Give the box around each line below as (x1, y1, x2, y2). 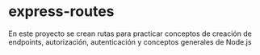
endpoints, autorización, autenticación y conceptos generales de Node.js (8, 37, 252, 46)
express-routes (8, 2, 115, 21)
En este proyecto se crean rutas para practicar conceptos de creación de (8, 29, 252, 38)
